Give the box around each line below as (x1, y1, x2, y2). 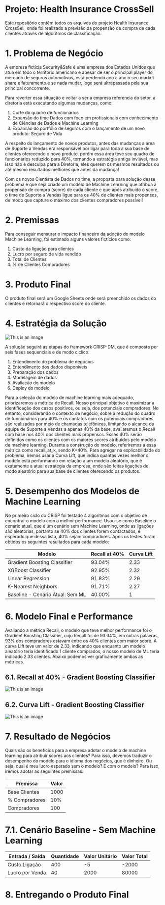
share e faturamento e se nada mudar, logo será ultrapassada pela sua (5, 80, 149, 86)
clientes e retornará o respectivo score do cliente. (5, 301, 106, 306)
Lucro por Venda (7, 869, 46, 876)
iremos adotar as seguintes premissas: (5, 768, 84, 774)
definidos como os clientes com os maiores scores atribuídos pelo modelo (5, 437, 156, 443)
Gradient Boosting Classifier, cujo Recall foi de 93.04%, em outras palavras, (5, 632, 159, 638)
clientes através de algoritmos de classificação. (5, 30, 102, 36)
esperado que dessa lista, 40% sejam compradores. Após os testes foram (5, 533, 156, 539)
